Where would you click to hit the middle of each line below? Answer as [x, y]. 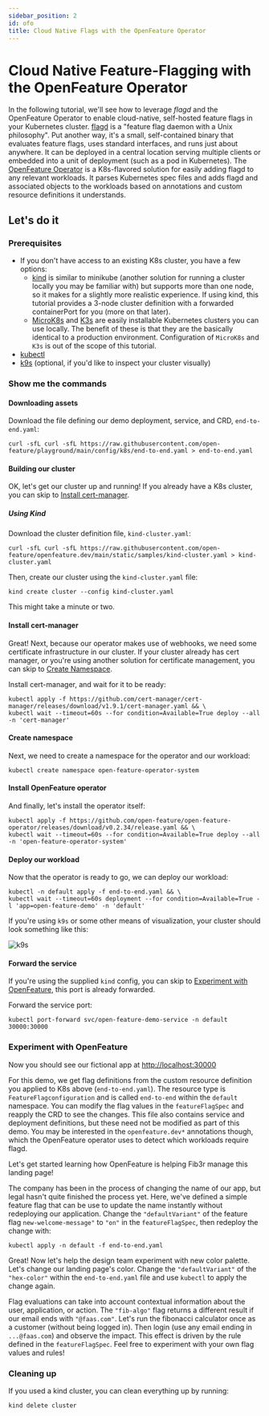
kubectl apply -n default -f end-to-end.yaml [86, 1245]
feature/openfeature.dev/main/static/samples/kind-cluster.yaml [118, 555]
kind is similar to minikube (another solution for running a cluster [139, 277]
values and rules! [37, 1353]
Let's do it [34, 220]
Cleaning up [33, 1373]
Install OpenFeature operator [57, 788]
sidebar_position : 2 [43, 16]
